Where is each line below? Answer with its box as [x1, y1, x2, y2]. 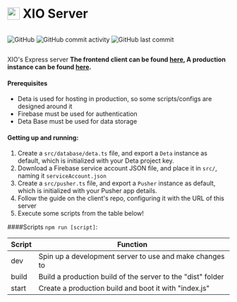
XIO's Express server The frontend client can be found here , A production [7, 55, 226, 64]
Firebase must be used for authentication [17, 110, 138, 118]
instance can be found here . [7, 62, 92, 71]
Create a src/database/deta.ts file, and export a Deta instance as [17, 149, 208, 158]
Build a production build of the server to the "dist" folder [38, 272, 224, 281]
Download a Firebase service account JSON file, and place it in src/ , [17, 164, 217, 173]
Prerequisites [7, 79, 48, 87]
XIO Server [22, 6, 88, 22]
